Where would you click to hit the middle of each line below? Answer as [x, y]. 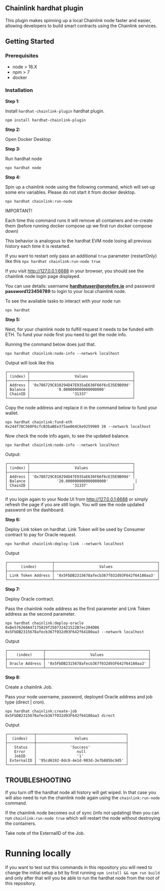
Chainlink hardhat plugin [44, 8]
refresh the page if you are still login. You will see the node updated [75, 504]
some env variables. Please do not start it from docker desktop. [70, 192]
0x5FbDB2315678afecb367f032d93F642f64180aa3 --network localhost [74, 632]
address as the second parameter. [40, 614]
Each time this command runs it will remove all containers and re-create [79, 220]
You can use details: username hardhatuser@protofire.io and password [80, 286]
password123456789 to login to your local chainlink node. [66, 291]
